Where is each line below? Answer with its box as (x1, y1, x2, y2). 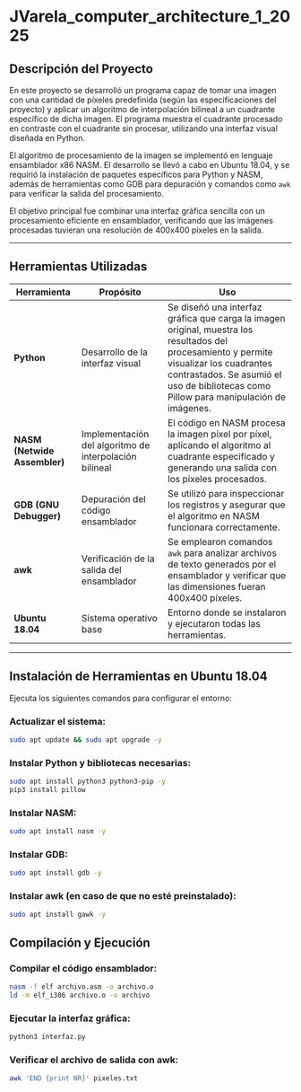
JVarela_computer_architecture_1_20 (9, 6, 291, 27)
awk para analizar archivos (167, 546, 278, 559)
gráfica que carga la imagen (167, 312, 286, 324)
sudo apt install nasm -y (9, 827, 106, 836)
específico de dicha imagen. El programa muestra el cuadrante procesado (9, 114, 283, 124)
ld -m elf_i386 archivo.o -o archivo (9, 991, 150, 1000)
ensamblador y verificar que (167, 568, 287, 581)
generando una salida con (167, 461, 278, 473)
